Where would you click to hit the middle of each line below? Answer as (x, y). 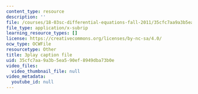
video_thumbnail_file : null (46, 71)
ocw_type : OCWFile (29, 44)
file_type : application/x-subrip (47, 28)
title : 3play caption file (39, 55)
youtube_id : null (33, 82)
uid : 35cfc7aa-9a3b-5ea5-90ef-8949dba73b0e (60, 60)
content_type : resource (35, 11)
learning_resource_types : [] (42, 33)
